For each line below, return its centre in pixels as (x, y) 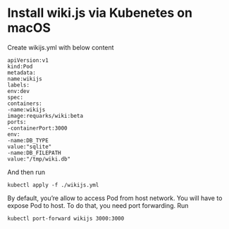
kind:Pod (20, 66)
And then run (26, 172)
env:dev (19, 91)
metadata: (22, 73)
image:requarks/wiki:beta (45, 116)
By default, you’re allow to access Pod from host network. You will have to (115, 198)
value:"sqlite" (30, 147)
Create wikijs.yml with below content (61, 47)
